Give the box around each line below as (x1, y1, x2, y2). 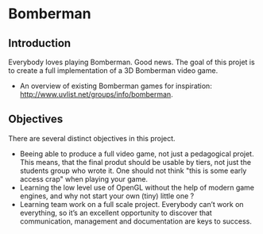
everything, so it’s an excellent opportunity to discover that (19, 208, 212, 217)
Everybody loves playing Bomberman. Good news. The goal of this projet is (8, 57, 256, 67)
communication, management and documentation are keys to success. (19, 216, 253, 226)
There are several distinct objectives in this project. (8, 133, 176, 143)
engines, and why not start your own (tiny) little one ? (19, 191, 195, 201)
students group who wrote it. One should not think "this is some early (19, 166, 247, 175)
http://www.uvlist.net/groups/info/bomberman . (19, 90, 173, 99)
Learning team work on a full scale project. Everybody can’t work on (19, 199, 244, 209)
